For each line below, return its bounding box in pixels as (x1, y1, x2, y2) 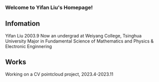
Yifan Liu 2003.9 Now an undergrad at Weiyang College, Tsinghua (5, 32, 142, 38)
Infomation (5, 19, 40, 28)
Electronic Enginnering (5, 43, 52, 49)
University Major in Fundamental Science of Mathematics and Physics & (5, 38, 154, 44)
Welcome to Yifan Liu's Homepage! (5, 4, 93, 11)
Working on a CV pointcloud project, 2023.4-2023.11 (5, 71, 114, 77)
